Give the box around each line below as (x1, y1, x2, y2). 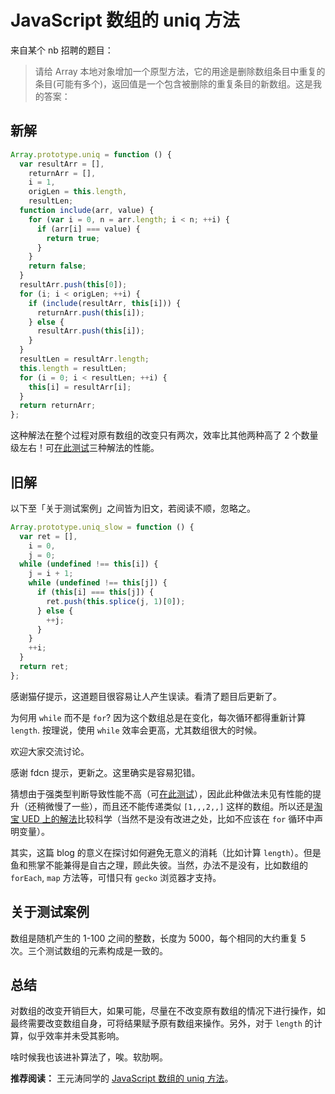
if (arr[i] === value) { (36, 224, 141, 234)
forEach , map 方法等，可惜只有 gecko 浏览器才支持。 (10, 871, 222, 883)
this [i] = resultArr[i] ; (28, 382, 132, 392)
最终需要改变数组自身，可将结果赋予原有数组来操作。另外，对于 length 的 (10, 1017, 314, 1030)
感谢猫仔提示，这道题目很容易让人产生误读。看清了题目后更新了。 (10, 690, 282, 702)
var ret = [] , (19, 531, 78, 541)
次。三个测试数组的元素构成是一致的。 (10, 944, 168, 956)
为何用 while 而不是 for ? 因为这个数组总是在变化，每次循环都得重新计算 (10, 711, 307, 723)
